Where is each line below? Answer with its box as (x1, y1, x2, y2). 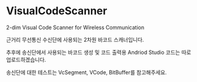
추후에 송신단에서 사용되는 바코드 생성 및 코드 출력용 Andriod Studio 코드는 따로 (6, 49, 192, 56)
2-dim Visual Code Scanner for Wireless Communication (6, 24, 144, 31)
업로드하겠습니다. (6, 56, 46, 63)
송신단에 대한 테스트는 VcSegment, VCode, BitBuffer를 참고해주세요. (6, 68, 167, 75)
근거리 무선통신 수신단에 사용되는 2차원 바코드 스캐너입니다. (6, 36, 144, 43)
